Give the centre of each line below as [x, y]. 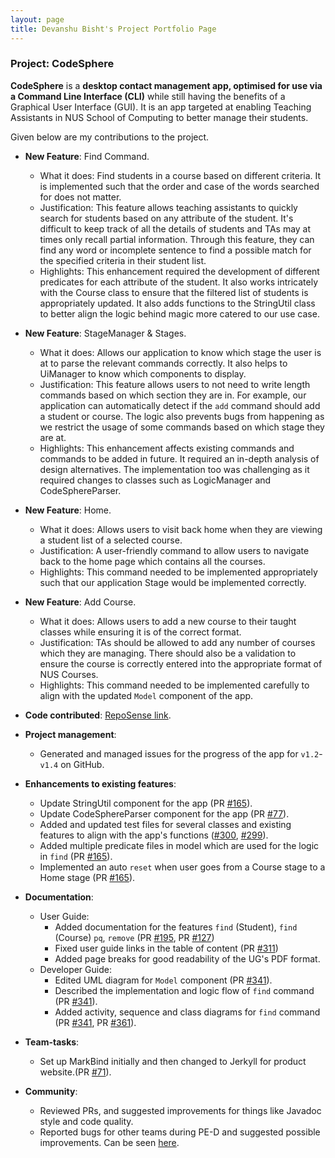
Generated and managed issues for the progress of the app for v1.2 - [181, 753]
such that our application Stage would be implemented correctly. [173, 582]
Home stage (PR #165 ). [87, 877]
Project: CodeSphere [62, 64]
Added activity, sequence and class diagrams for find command [187, 1012]
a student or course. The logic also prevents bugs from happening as [182, 416]
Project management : [70, 734]
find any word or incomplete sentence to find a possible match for [175, 250]
